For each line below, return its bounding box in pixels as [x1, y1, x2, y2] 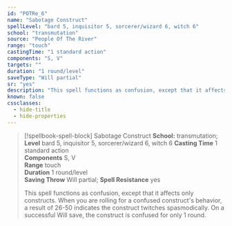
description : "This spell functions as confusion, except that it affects [7, 87, 227, 94]
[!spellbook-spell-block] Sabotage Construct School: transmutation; [23, 132, 219, 140]
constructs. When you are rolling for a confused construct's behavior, [23, 196, 222, 204]
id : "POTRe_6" [7, 10, 48, 17]
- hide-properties [13, 112, 67, 119]
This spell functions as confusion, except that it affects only [23, 189, 194, 197]
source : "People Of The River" [7, 36, 97, 43]
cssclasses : [7, 100, 41, 107]
